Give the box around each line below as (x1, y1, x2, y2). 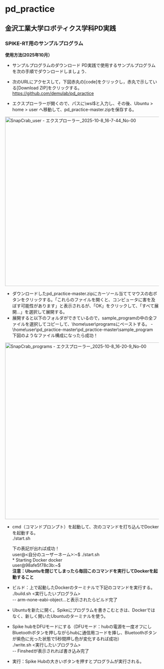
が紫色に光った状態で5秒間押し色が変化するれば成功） (12, 636, 122, 642)
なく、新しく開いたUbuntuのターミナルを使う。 (12, 613, 108, 619)
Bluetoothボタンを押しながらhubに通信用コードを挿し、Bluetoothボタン (12, 629, 157, 635)
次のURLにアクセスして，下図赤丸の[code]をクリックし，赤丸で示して (12, 79, 153, 84)
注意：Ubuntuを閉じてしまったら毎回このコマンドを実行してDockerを (12, 568, 154, 574)
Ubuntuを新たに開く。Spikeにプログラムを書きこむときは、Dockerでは (12, 607, 155, 613)
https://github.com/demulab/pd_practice (12, 90, 94, 96)
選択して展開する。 (28, 309, 67, 314)
